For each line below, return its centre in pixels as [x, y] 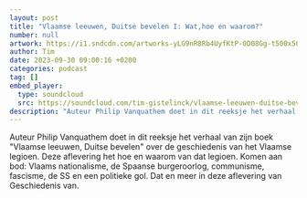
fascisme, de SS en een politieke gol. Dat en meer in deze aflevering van [146, 176]
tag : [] [24, 78]
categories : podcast [49, 69]
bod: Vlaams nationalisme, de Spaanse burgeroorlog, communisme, [137, 166]
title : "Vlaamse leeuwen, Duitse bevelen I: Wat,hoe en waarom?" [136, 26]
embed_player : [37, 86]
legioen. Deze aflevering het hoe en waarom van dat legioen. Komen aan [146, 157]
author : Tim [32, 52]
